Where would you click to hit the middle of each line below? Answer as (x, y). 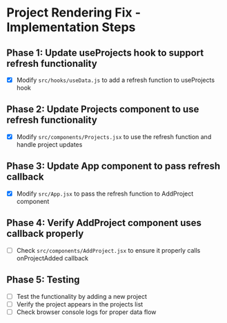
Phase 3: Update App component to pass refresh (113, 166)
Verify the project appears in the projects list (80, 304)
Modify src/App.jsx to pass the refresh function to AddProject (105, 194)
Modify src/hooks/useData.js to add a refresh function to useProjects (116, 80)
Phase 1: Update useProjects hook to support (105, 53)
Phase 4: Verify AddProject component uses (104, 223)
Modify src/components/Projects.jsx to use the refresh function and (114, 136)
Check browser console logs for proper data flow (86, 312)
